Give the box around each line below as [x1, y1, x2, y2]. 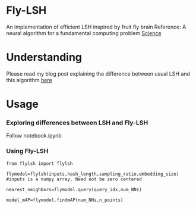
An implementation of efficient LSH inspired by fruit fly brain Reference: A [6, 23, 186, 30]
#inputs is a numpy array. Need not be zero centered [6, 176, 143, 182]
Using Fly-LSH [6, 147, 49, 155]
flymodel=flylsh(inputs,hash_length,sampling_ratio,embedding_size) [6, 171, 179, 177]
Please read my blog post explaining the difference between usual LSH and [6, 70, 190, 77]
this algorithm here [6, 76, 52, 83]
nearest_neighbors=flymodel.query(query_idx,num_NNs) [6, 186, 143, 192]
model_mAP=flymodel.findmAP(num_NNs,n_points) [6, 197, 124, 203]
